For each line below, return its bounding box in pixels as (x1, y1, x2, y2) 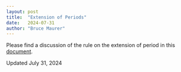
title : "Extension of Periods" (6, 14, 87, 20)
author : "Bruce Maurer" (6, 25, 66, 32)
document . (6, 48, 33, 55)
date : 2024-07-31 (6, 20, 55, 26)
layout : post (6, 8, 39, 15)
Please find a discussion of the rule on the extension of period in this (6, 42, 175, 49)
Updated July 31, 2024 (6, 60, 63, 67)
